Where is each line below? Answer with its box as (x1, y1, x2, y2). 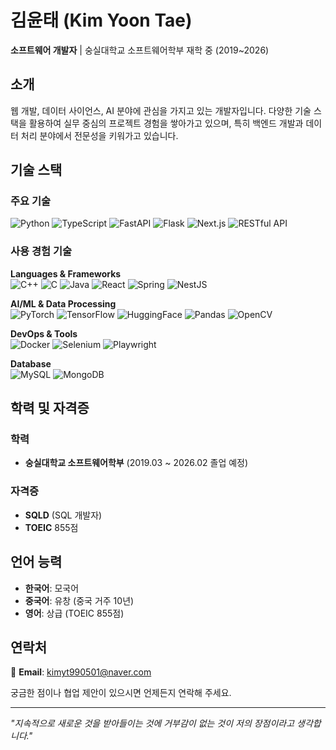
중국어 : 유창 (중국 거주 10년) (24, 594, 135, 606)
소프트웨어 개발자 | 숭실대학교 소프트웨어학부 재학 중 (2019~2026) (10, 44, 270, 56)
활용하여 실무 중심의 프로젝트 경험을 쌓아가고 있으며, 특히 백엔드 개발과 (28, 117, 304, 129)
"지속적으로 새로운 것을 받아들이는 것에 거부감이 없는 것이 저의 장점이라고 (10, 717, 295, 730)
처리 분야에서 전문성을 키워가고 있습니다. (20, 129, 179, 141)
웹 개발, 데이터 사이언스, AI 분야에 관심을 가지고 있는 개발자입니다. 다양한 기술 (10, 104, 312, 116)
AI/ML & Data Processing (10, 297, 117, 310)
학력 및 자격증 (10, 400, 90, 417)
